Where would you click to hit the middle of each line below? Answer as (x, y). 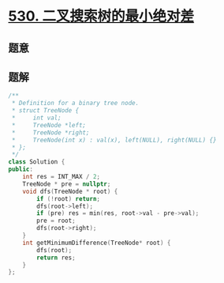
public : (21, 170)
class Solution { (37, 162)
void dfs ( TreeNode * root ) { (70, 191)
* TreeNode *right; (50, 132)
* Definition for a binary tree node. (75, 104)
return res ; (56, 258)
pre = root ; (56, 221)
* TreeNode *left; (49, 125)
